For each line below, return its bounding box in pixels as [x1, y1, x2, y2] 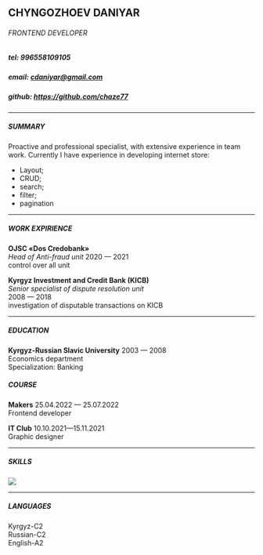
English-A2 [8, 538, 44, 547]
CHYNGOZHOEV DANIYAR [8, 6, 140, 20]
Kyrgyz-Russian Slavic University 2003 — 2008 [8, 345, 167, 355]
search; [19, 182, 45, 191]
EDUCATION [8, 325, 49, 336]
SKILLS [8, 457, 33, 466]
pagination [19, 198, 55, 208]
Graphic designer [8, 431, 64, 441]
